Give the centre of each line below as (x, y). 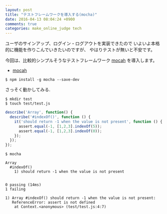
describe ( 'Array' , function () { (39, 113)
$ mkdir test (19, 99)
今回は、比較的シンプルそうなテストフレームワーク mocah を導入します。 (81, 60)
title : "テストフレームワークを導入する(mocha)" (51, 15)
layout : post (19, 10)
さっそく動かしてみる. (28, 90)
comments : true (21, 24)
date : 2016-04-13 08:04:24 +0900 (40, 19)
